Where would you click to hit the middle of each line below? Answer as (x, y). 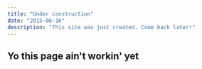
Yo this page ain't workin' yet (73, 56)
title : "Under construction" (51, 14)
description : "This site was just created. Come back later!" (101, 27)
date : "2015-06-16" (36, 21)
